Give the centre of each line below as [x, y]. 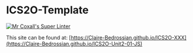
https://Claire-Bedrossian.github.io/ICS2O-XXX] [129, 37]
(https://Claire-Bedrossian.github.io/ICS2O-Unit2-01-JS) [74, 44]
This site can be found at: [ [39, 37]
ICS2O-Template [47, 10]
